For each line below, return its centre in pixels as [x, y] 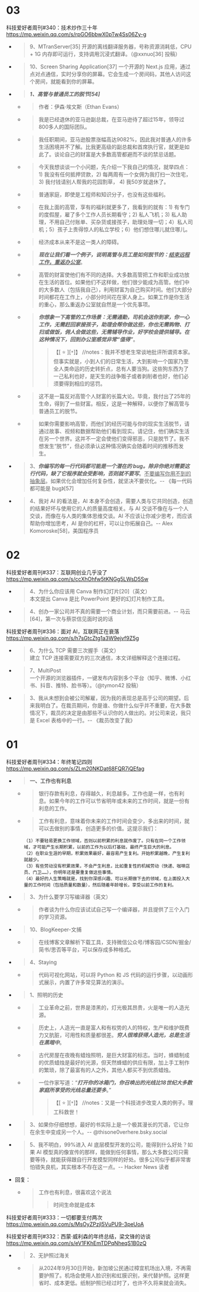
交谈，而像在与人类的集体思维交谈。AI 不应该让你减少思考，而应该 [111, 515]
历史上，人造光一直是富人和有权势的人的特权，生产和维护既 [111, 1027]
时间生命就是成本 [74, 1205]
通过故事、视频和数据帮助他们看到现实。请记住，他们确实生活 [114, 431]
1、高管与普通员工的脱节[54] [65, 94]
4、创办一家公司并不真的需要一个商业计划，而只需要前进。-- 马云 [110, 611]
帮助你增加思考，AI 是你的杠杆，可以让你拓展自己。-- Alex [101, 523]
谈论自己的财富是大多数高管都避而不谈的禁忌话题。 [117, 154]
